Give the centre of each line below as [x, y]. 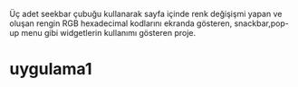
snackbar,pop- [262, 23]
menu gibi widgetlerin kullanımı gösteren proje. [109, 33]
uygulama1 [51, 70]
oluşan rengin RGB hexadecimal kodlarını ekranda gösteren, [121, 23]
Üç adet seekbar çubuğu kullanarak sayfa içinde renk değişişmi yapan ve [146, 14]
